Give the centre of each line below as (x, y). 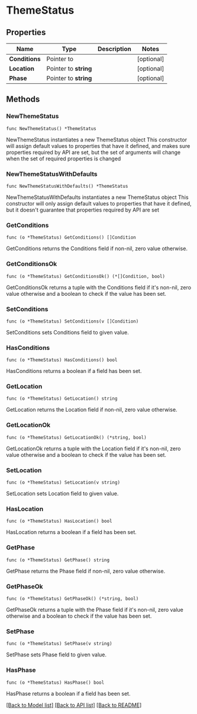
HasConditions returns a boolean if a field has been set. (74, 371)
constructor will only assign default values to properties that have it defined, (99, 203)
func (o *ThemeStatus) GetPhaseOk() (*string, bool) (72, 598)
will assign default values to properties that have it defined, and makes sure (98, 146)
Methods (23, 99)
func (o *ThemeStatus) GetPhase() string (58, 560)
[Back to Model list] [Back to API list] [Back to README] (74, 705)
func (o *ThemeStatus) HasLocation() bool (59, 521)
